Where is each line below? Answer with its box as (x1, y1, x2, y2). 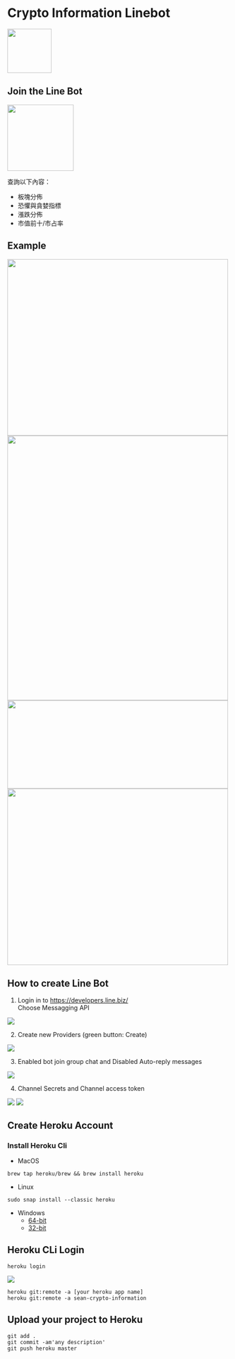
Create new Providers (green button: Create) (17, 1031, 147, 1039)
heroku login (7, 1262, 46, 1270)
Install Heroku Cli (7, 1140, 68, 1150)
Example (7, 240, 47, 252)
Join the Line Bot (7, 85, 83, 97)
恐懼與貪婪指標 (17, 201, 61, 210)
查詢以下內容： (7, 177, 51, 186)
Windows (17, 1209, 45, 1217)
